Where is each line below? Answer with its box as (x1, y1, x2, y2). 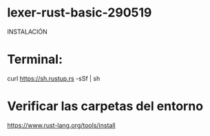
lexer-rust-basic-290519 (7, 5, 152, 21)
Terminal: (7, 52, 63, 67)
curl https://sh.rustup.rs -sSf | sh (7, 74, 101, 82)
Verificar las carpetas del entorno (7, 98, 204, 114)
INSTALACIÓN (7, 27, 48, 36)
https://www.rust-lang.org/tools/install (7, 121, 116, 129)
